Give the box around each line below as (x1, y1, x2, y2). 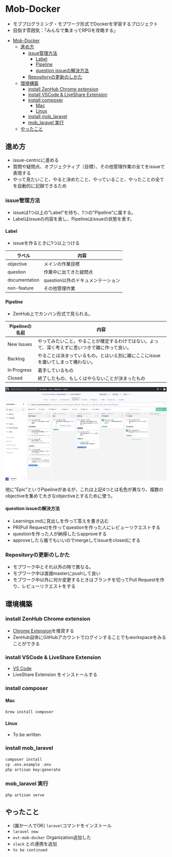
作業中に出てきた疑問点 (44, 269, 93, 275)
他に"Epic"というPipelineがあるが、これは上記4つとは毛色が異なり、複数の (5, 486, 164, 493)
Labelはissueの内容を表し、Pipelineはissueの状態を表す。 (12, 216, 135, 222)
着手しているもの (37, 367, 74, 373)
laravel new (12, 829, 38, 834)
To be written (12, 732, 41, 738)
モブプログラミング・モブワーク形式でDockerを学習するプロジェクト (12, 21, 159, 27)
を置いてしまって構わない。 (37, 359, 96, 365)
